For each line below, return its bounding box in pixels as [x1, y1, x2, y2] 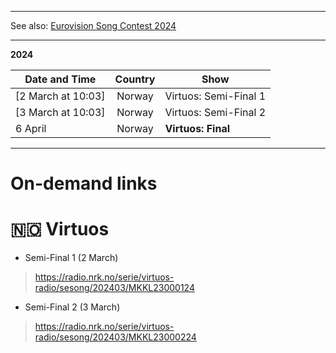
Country [114, 72, 156, 86]
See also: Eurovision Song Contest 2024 [10, 20, 177, 31]
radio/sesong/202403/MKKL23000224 [34, 331, 197, 343]
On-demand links [10, 172, 158, 195]
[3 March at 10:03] [15, 106, 106, 119]
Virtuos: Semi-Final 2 [164, 106, 267, 119]
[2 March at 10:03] [15, 89, 106, 103]
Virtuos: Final [164, 122, 231, 135]
